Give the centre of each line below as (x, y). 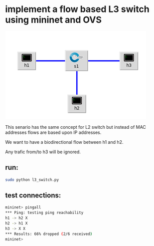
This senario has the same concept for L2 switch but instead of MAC (76, 127)
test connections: (33, 196)
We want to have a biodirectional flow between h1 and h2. (64, 142)
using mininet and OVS (54, 20)
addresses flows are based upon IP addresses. (53, 132)
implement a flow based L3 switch (77, 9)
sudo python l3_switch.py (32, 180)
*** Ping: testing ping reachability (44, 213)
